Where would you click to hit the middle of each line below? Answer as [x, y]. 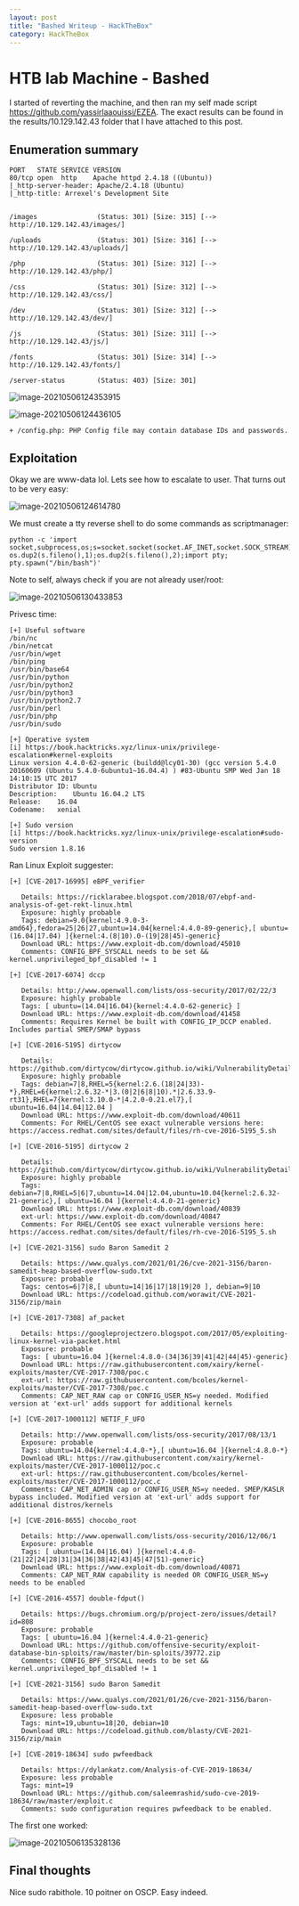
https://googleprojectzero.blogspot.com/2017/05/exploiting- [173, 1333]
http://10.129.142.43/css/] [61, 295]
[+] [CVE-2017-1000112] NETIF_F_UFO [77, 1419]
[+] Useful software [48, 630]
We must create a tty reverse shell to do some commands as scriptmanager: [149, 523]
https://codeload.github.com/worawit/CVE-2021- [166, 1294]
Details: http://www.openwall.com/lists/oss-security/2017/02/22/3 [149, 990]
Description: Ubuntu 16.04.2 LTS [77, 794]
